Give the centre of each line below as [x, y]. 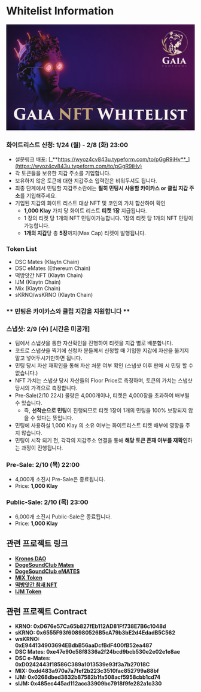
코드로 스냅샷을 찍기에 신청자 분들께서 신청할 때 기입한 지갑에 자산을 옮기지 [102, 351]
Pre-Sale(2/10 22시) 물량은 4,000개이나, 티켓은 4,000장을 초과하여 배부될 [102, 396]
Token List [22, 248]
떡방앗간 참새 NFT [36, 584]
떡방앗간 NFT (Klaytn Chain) [49, 275]
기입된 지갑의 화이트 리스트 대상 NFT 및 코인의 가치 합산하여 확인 [90, 203]
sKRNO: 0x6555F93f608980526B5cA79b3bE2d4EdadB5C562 [95, 633]
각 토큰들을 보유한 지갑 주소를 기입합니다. [63, 173]
